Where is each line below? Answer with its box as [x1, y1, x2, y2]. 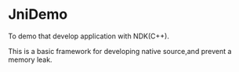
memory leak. [8, 55, 53, 64]
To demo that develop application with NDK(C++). [8, 31, 170, 41]
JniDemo [8, 5, 68, 23]
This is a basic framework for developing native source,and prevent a [8, 46, 232, 56]
